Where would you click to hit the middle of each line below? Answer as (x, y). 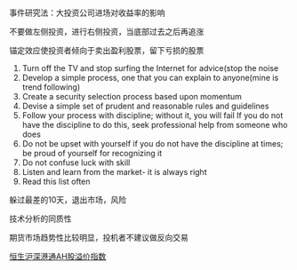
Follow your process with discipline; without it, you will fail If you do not (153, 115)
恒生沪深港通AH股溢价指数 (58, 257)
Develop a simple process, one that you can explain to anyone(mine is (150, 78)
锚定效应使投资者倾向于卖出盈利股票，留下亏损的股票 (107, 51)
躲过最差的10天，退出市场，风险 (68, 200)
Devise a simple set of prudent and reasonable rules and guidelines (145, 106)
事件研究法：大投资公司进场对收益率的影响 (87, 13)
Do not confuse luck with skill (76, 163)
